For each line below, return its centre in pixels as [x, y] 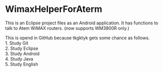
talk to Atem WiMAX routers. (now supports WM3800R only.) [67, 28]
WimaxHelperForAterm [54, 9]
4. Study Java [19, 59]
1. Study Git [17, 43]
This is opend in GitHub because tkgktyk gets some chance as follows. [78, 38]
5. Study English [22, 64]
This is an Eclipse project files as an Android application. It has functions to [82, 23]
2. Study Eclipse [22, 48]
